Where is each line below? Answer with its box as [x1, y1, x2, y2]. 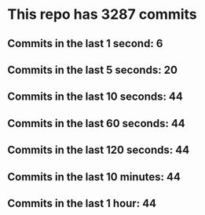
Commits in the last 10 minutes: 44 [7, 170, 181, 184]
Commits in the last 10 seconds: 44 [7, 90, 184, 104]
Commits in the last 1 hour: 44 [7, 196, 157, 210]
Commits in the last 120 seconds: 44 [7, 144, 190, 157]
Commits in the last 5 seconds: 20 [7, 63, 178, 76]
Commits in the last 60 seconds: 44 [7, 116, 185, 130]
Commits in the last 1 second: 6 [7, 37, 163, 50]
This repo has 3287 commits [7, 5, 197, 24]
